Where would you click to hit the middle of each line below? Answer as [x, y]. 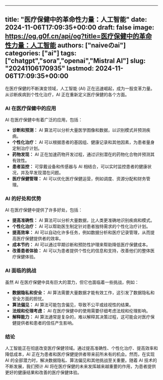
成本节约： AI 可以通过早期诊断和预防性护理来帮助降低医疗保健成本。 [81, 245]
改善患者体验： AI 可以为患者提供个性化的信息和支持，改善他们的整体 [81, 251]
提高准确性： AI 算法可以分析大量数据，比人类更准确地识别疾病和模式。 [83, 220]
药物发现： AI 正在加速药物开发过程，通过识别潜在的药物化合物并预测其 [83, 155]
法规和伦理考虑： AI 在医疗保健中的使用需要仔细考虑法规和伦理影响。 [81, 311]
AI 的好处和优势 [23, 199]
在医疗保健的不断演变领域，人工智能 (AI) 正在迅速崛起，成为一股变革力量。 [80, 88]
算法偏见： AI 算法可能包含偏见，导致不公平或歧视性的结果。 [73, 305]
